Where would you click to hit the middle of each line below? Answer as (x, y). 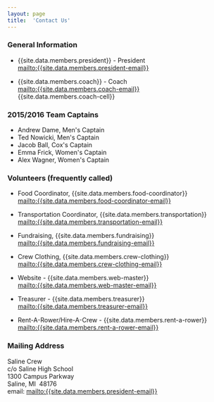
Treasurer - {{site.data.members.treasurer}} (81, 299)
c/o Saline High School (40, 369)
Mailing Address (36, 346)
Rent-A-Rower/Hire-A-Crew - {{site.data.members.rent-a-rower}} (112, 320)
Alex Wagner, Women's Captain (63, 160)
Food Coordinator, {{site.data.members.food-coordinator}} (102, 194)
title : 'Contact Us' (39, 20)
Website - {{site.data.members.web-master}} (83, 278)
